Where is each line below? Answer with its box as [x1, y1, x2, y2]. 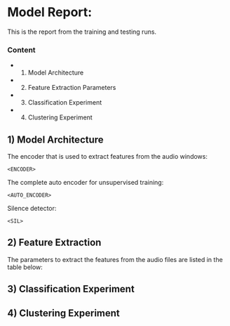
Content [7, 45, 36, 55]
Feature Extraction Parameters [27, 84, 116, 92]
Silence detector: [7, 204, 57, 213]
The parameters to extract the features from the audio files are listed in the [7, 255, 223, 263]
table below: [7, 263, 43, 271]
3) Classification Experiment [7, 283, 135, 295]
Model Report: [7, 4, 93, 20]
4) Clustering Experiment [7, 307, 121, 319]
